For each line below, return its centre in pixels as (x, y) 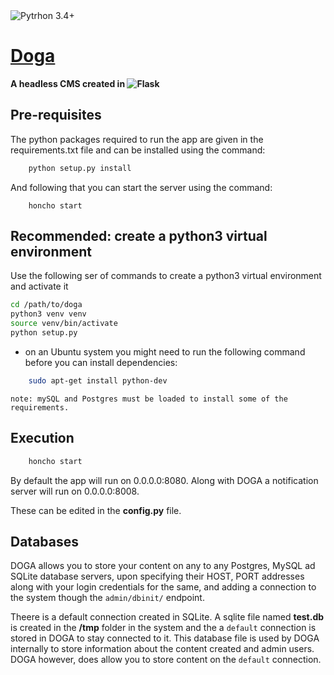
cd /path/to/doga (46, 305)
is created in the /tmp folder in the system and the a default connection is (163, 628)
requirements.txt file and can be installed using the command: (138, 150)
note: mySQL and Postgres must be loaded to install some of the (149, 399)
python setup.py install (80, 168)
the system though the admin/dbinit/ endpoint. (107, 598)
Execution (42, 438)
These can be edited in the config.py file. (96, 510)
